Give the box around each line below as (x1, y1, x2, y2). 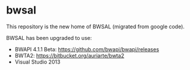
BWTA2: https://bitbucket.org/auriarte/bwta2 (14, 52, 125, 59)
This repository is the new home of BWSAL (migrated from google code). (6, 23, 185, 30)
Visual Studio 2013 (14, 58, 61, 65)
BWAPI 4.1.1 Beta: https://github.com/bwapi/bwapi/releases (14, 45, 159, 53)
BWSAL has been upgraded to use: (6, 34, 92, 41)
